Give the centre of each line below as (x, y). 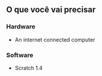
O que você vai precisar (51, 10)
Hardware (21, 27)
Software (20, 55)
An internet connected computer (55, 39)
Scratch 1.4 (29, 68)
